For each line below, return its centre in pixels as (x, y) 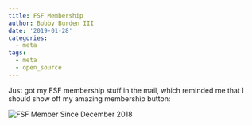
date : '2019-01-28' (41, 30)
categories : (28, 38)
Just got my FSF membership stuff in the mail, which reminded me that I (126, 90)
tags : (17, 53)
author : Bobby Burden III (51, 23)
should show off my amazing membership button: (89, 98)
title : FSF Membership (46, 16)
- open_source (39, 68)
